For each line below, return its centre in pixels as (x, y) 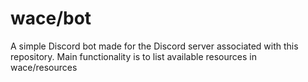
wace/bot (51, 18)
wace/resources (44, 67)
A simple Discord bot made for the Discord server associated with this (154, 46)
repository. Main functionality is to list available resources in (133, 56)
